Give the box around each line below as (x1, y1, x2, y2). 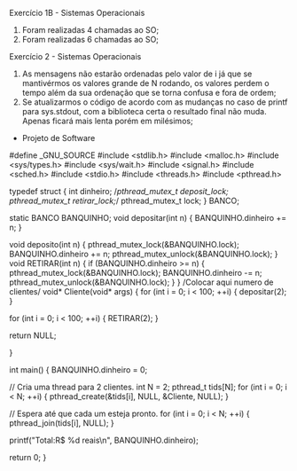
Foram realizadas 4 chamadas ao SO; (21, 25, 160, 35)
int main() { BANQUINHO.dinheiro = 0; (9, 365, 148, 375)
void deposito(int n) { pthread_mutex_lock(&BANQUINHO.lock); (9, 239, 239, 249)
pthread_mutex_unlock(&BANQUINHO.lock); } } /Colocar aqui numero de (9, 277, 274, 287)
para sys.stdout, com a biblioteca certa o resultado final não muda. (21, 106, 268, 116)
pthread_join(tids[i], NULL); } (9, 418, 115, 428)
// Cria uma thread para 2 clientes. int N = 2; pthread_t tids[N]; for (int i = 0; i (9, 381, 288, 392)
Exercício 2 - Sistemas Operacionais (9, 51, 142, 61)
